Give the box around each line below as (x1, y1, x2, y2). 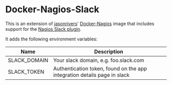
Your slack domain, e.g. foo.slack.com (53, 56, 144, 63)
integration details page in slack (53, 71, 130, 78)
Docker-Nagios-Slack (5, 4, 100, 15)
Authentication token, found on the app (53, 65, 147, 72)
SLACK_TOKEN (8, 68, 45, 75)
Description (94, 48, 124, 55)
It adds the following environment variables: (5, 36, 98, 42)
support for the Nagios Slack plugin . (5, 26, 82, 32)
